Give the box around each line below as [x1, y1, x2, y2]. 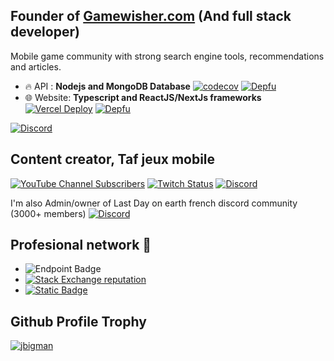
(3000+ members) [10, 207, 87, 219]
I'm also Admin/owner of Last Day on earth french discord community [10, 197, 298, 209]
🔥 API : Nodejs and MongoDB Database [24, 80, 191, 92]
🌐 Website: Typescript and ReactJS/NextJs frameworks [24, 91, 262, 103]
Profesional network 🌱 [10, 237, 152, 254]
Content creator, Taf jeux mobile [10, 151, 216, 168]
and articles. [10, 60, 62, 73]
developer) [10, 24, 80, 41]
